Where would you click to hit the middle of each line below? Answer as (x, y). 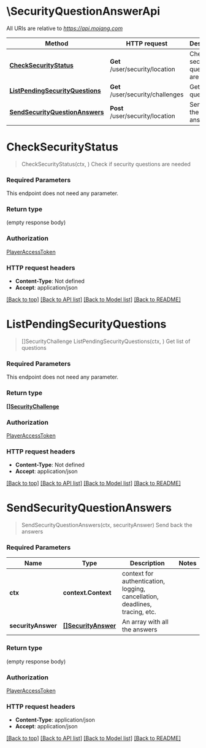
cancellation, (140, 596)
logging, (134, 589)
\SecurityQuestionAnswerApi (83, 11)
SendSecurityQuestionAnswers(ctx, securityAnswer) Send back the (107, 525)
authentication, (143, 581)
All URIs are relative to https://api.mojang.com (65, 28)
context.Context (87, 593)
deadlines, (137, 604)
